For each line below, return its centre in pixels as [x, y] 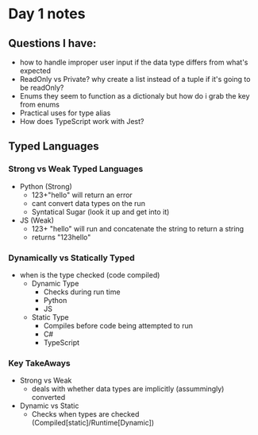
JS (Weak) [37, 220]
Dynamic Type [55, 283]
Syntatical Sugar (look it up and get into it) [100, 212]
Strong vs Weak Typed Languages [76, 169]
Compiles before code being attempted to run [118, 325]
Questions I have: [52, 43]
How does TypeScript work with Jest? [82, 121]
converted [48, 398]
